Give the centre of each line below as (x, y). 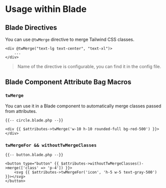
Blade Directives (31, 28)
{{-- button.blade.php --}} (34, 155)
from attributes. (21, 111)
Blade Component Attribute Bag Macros (68, 82)
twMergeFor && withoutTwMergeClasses (51, 145)
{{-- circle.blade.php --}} (34, 120)
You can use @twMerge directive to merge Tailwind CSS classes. (70, 39)
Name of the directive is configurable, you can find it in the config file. (89, 66)
